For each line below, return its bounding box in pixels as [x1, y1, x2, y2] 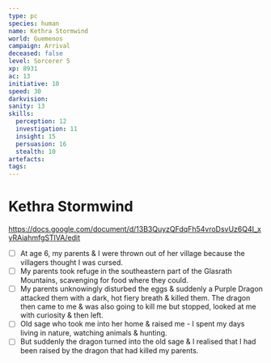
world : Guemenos [8, 34, 63, 43]
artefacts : [8, 155, 45, 163]
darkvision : [8, 95, 49, 103]
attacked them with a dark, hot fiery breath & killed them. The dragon [19, 293, 251, 303]
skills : [8, 110, 35, 118]
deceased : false [8, 49, 63, 58]
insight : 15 [15, 132, 57, 140]
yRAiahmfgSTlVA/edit [8, 233, 81, 243]
